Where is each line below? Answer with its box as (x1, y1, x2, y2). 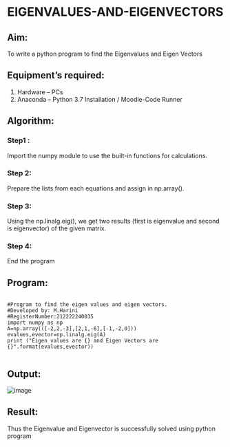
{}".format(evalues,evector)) (7, 343, 94, 351)
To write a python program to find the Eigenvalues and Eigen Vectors (7, 50, 203, 58)
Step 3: (7, 201, 32, 210)
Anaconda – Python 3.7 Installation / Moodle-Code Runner (17, 95, 182, 103)
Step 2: (7, 168, 32, 178)
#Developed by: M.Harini (7, 307, 79, 314)
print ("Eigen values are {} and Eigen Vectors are (7, 338, 158, 345)
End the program (7, 257, 55, 265)
